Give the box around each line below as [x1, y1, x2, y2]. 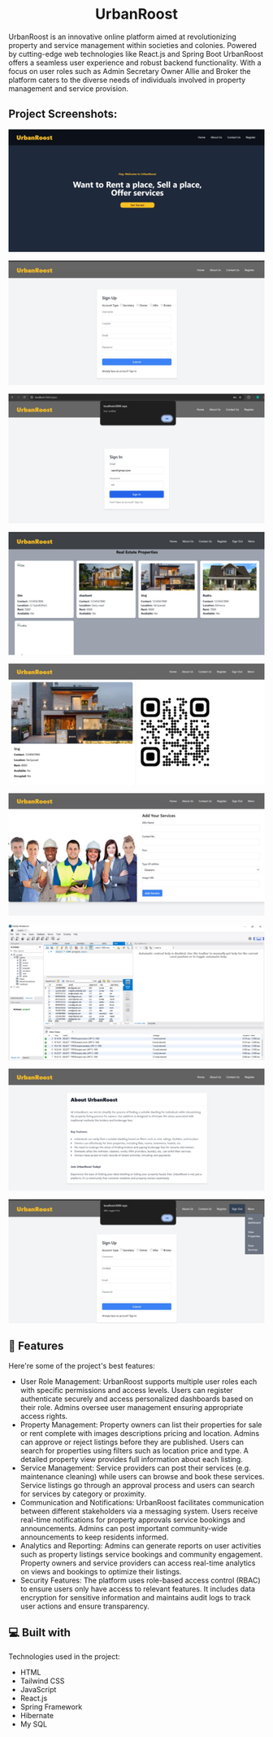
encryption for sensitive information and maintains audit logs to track [19, 1592, 251, 1602]
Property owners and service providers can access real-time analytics [19, 1558, 256, 1568]
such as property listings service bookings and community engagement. [19, 1549, 263, 1559]
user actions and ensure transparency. [19, 1601, 149, 1611]
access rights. [19, 1411, 68, 1421]
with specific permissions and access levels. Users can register [19, 1385, 233, 1395]
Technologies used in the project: [8, 1652, 120, 1661]
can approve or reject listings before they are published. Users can [19, 1437, 245, 1447]
